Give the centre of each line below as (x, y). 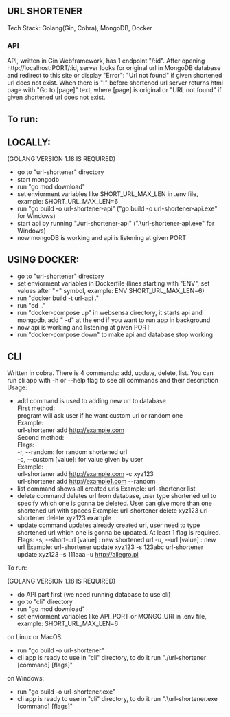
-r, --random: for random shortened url (72, 452)
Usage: (17, 387)
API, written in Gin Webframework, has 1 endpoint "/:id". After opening (106, 61)
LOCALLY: (29, 142)
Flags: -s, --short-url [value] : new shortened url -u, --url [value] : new (116, 539)
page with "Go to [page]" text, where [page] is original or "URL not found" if (114, 90)
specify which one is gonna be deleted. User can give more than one (115, 503)
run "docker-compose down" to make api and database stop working (115, 335)
